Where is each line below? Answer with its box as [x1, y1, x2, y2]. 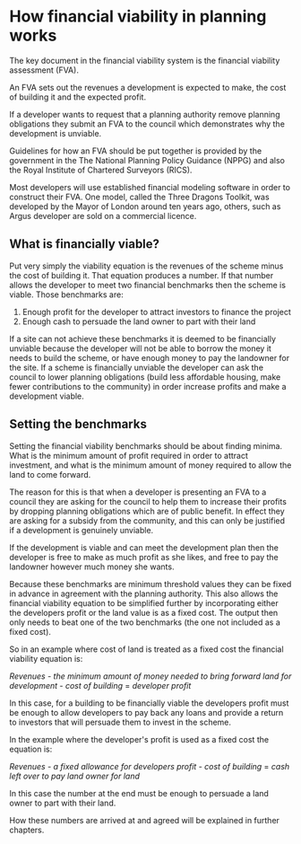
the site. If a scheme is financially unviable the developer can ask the [9, 362, 264, 373]
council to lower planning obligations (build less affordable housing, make [9, 371, 281, 382]
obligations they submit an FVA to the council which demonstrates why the [9, 119, 285, 129]
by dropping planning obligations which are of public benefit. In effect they [9, 506, 285, 516]
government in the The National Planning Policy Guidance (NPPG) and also [9, 154, 285, 165]
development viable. [9, 391, 85, 401]
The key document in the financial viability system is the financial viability [9, 55, 280, 66]
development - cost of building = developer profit [9, 680, 192, 690]
